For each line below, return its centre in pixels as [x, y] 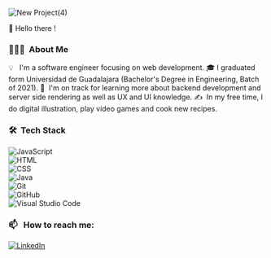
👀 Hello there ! [32, 28]
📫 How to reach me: [52, 225]
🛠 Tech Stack [37, 130]
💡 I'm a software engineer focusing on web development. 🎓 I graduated [132, 68]
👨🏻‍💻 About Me [39, 49]
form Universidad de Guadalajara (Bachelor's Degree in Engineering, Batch [134, 79]
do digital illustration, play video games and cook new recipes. [113, 109]
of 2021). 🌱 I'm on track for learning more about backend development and [135, 88]
